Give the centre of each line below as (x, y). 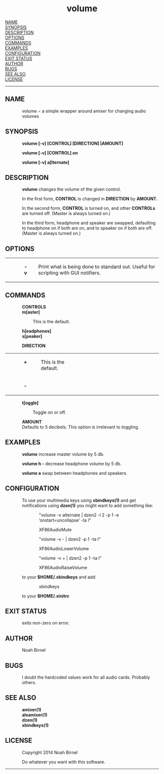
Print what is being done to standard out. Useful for (97, 267)
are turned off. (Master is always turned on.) (66, 214)
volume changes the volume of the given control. (71, 189)
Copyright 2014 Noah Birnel (50, 752)
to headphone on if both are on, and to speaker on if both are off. (87, 228)
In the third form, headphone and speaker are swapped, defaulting (89, 223)
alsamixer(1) (35, 715)
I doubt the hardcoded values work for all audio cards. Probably (86, 677)
